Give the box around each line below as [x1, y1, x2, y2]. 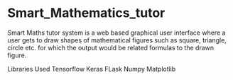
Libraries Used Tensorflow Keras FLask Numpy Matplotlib [7, 64, 176, 73]
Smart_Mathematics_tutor [7, 5, 166, 21]
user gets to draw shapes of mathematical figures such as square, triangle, [7, 35, 227, 44]
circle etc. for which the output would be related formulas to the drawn [7, 43, 215, 52]
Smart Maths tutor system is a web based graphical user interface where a [7, 28, 226, 37]
